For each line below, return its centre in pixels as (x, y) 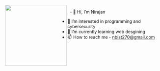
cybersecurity (81, 27)
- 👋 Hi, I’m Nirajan (87, 12)
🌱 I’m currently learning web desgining (107, 32)
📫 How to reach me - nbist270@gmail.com (111, 37)
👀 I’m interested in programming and (104, 21)
